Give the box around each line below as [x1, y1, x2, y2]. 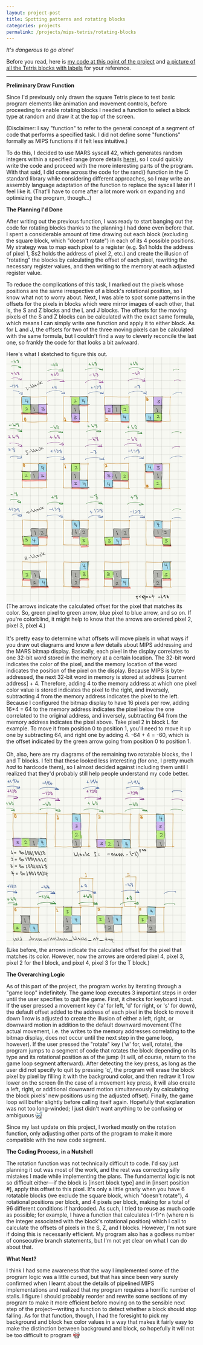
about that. [6, 1243, 33, 1251]
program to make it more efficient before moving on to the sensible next [6, 1299, 185, 1306]
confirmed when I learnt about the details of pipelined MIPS [6, 1280, 155, 1287]
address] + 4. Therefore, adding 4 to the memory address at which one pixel [6, 680, 197, 687]
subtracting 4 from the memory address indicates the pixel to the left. [6, 693, 179, 700]
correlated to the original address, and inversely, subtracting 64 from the [6, 712, 187, 719]
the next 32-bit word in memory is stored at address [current [35, 673, 187, 681]
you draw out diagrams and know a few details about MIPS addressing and [6, 641, 193, 649]
